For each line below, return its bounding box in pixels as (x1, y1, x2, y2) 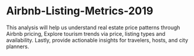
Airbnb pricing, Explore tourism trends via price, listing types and (6, 30, 165, 37)
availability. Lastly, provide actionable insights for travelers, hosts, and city (6, 36, 189, 43)
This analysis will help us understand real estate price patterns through (6, 24, 180, 31)
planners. (6, 43, 30, 50)
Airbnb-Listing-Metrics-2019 (6, 4, 154, 18)
